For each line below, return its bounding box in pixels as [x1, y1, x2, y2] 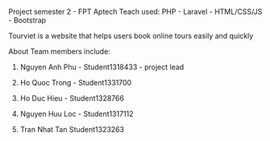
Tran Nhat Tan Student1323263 [19, 125, 125, 134]
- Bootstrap [8, 15, 47, 25]
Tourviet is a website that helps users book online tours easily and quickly [8, 31, 254, 40]
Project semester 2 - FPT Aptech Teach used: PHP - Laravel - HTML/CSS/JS [8, 7, 263, 16]
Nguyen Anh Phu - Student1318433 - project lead [19, 62, 185, 72]
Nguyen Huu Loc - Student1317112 [19, 109, 135, 118]
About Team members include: [8, 47, 110, 56]
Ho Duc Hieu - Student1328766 [19, 93, 125, 103]
